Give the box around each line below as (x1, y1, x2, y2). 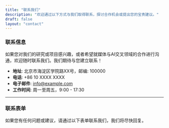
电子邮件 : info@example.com (12, 80, 73, 86)
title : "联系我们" (5, 7, 41, 12)
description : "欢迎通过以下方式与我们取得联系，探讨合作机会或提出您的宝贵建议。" (5, 12, 159, 17)
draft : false (5, 16, 33, 21)
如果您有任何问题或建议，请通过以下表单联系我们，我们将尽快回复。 (5, 117, 146, 123)
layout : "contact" (5, 21, 44, 26)
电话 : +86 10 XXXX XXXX (12, 74, 65, 80)
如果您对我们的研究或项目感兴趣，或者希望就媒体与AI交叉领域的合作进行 (5, 51, 155, 57)
